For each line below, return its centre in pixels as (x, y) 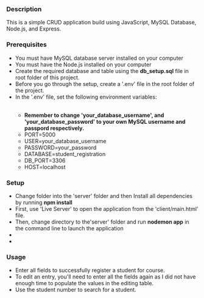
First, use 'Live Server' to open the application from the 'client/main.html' (107, 208)
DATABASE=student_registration (65, 154)
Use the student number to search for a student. (76, 290)
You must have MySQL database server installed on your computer (99, 58)
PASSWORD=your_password (60, 147)
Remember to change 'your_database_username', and (94, 115)
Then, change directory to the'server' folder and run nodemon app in (102, 222)
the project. (30, 90)
